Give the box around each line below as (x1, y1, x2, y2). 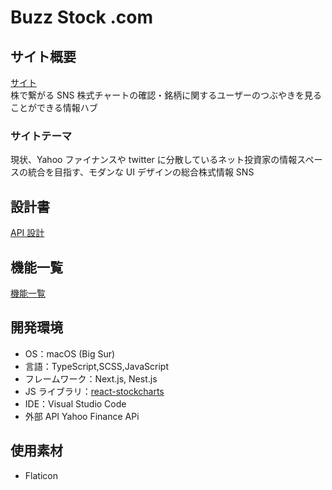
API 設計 (10, 227, 45, 239)
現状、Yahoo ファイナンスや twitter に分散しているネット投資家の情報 (10, 154, 298, 166)
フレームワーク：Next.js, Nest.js (24, 372, 158, 385)
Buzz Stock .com (10, 6, 154, 29)
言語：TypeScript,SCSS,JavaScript (24, 360, 169, 372)
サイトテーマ (10, 129, 73, 143)
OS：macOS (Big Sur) (24, 347, 116, 360)
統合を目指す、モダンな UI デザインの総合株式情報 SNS (27, 166, 255, 178)
